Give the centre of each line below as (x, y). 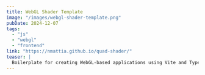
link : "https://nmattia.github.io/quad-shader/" (69, 51)
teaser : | (19, 57)
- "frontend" (28, 46)
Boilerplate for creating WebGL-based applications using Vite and (99, 62)
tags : (13, 29)
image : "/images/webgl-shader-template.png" (64, 18)
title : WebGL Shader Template (45, 12)
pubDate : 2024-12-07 (33, 23)
